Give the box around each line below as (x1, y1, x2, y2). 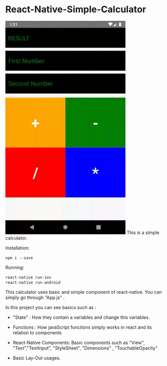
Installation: (5, 245, 30, 251)
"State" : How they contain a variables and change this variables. (12, 314, 150, 320)
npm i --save (5, 255, 33, 261)
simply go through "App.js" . (5, 294, 65, 300)
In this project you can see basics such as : (5, 304, 96, 310)
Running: (5, 264, 25, 270)
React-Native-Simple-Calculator (5, 4, 147, 15)
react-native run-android (5, 280, 60, 285)
